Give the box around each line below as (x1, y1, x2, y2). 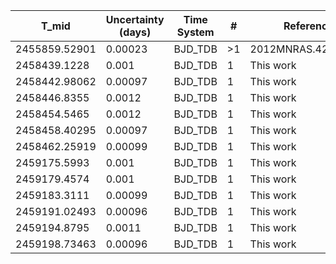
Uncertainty (105, 13, 165, 26)
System (176, 25, 215, 39)
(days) (119, 25, 152, 39)
